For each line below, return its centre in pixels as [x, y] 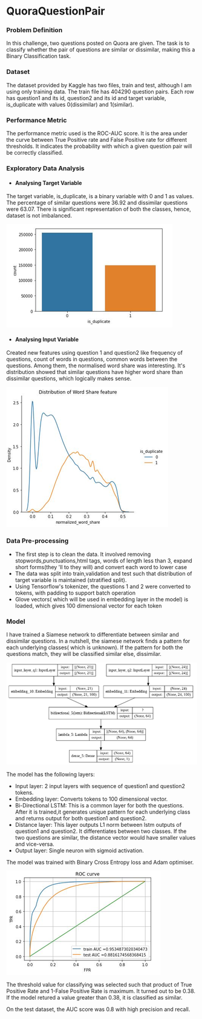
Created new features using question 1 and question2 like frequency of [95, 353]
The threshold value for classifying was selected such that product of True [99, 985]
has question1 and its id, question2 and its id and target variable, [86, 98]
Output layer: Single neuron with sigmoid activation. [79, 850]
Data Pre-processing [37, 541]
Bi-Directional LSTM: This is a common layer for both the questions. [99, 806]
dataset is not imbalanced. [39, 216]
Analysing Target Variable [48, 182]
